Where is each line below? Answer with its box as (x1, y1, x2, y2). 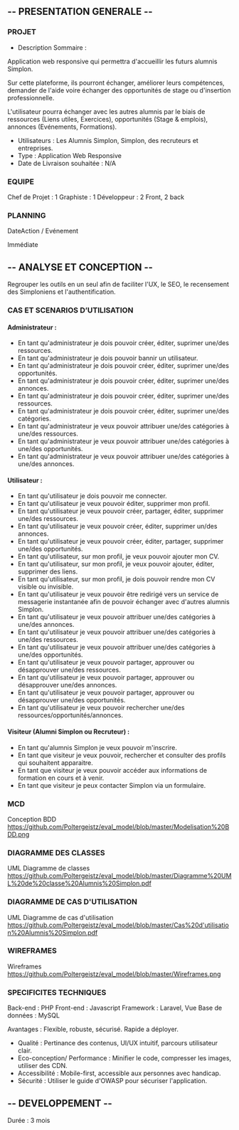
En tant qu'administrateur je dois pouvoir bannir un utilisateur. (17, 354, 198, 362)
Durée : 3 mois (7, 1116, 51, 1124)
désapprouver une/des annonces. (17, 681, 117, 690)
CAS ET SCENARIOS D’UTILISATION (7, 305, 134, 315)
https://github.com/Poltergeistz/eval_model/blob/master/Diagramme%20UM (7, 872, 232, 880)
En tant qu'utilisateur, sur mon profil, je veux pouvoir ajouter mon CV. (17, 552, 220, 561)
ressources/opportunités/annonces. (17, 711, 123, 719)
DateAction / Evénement (7, 227, 79, 236)
